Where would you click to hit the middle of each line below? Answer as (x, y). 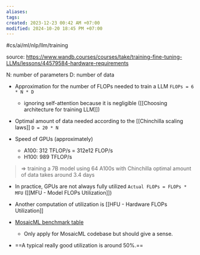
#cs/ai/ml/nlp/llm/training (37, 45)
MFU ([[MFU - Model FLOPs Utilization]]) (63, 193)
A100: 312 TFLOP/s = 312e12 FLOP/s (68, 150)
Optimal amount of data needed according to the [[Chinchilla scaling (99, 121)
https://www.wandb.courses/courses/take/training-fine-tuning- (104, 57)
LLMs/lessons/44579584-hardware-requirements (67, 63)
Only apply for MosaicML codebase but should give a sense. (98, 234)
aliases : (17, 12)
